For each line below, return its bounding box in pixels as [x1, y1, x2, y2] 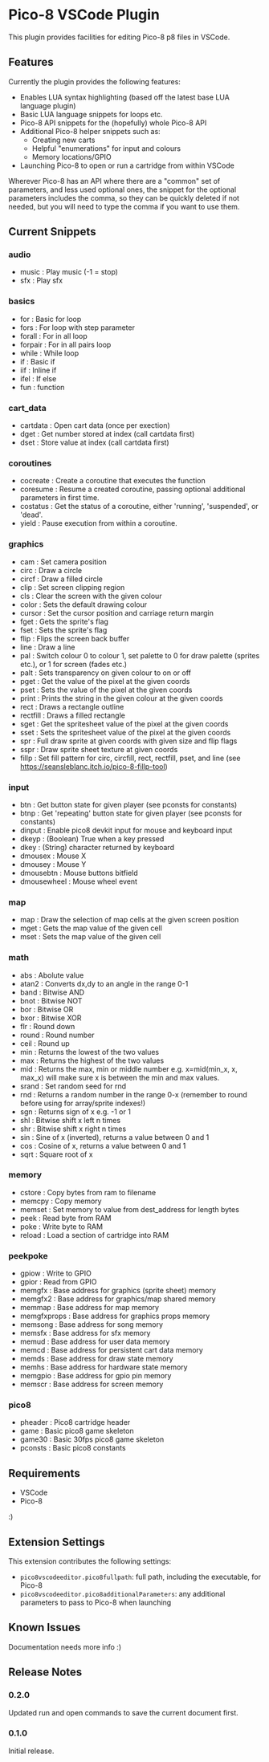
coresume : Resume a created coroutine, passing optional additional [19, 484, 246, 494]
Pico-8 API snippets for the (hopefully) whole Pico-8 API [19, 118, 207, 128]
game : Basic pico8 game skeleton [19, 1426, 134, 1436]
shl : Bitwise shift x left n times [19, 1115, 121, 1125]
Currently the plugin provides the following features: [8, 76, 181, 86]
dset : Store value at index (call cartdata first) [19, 437, 170, 447]
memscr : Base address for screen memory [19, 1379, 164, 1390]
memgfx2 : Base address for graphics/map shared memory [19, 1294, 216, 1304]
